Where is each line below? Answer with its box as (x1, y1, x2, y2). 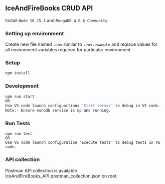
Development (5, 82, 39, 89)
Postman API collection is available (5, 167, 77, 173)
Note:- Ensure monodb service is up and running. (5, 108, 111, 113)
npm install (5, 70, 30, 76)
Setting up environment (5, 30, 64, 37)
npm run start (5, 94, 35, 99)
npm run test (5, 131, 33, 136)
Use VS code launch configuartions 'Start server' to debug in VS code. (5, 103, 160, 109)
